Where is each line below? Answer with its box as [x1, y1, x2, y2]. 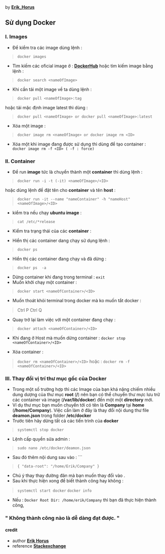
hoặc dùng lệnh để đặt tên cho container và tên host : [5, 187, 116, 193]
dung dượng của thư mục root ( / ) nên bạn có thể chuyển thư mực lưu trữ [12, 392, 160, 398]
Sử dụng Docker [5, 18, 56, 27]
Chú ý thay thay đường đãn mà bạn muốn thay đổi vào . [12, 472, 125, 479]
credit [5, 527, 18, 533]
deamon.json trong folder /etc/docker [12, 413, 91, 418]
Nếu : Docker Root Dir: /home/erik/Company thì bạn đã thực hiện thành [12, 497, 157, 503]
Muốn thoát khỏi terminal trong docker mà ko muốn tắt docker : [12, 297, 142, 303]
